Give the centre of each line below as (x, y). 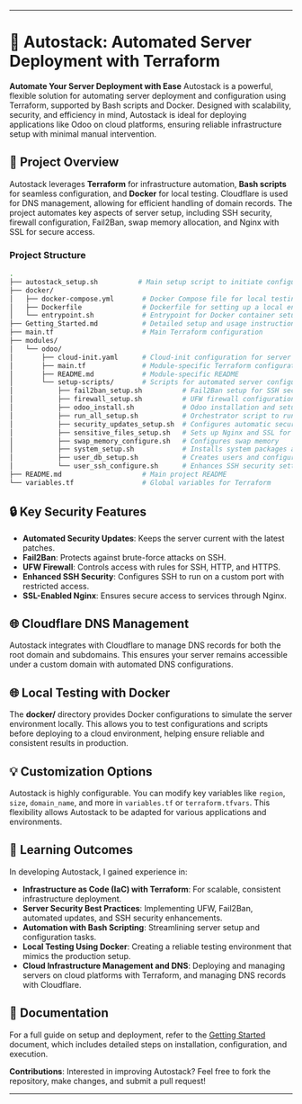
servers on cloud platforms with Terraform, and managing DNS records (154, 975)
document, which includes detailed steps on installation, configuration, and (148, 1044)
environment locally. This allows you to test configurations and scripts (138, 724)
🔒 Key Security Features (78, 512)
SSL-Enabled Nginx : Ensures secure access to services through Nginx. (155, 596)
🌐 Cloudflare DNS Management (99, 624)
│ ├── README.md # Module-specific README (124, 374)
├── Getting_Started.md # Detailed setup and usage (128, 324)
